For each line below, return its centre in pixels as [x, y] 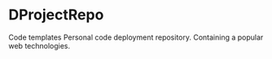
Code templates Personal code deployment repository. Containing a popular [136, 37]
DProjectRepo [56, 15]
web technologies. [39, 45]
